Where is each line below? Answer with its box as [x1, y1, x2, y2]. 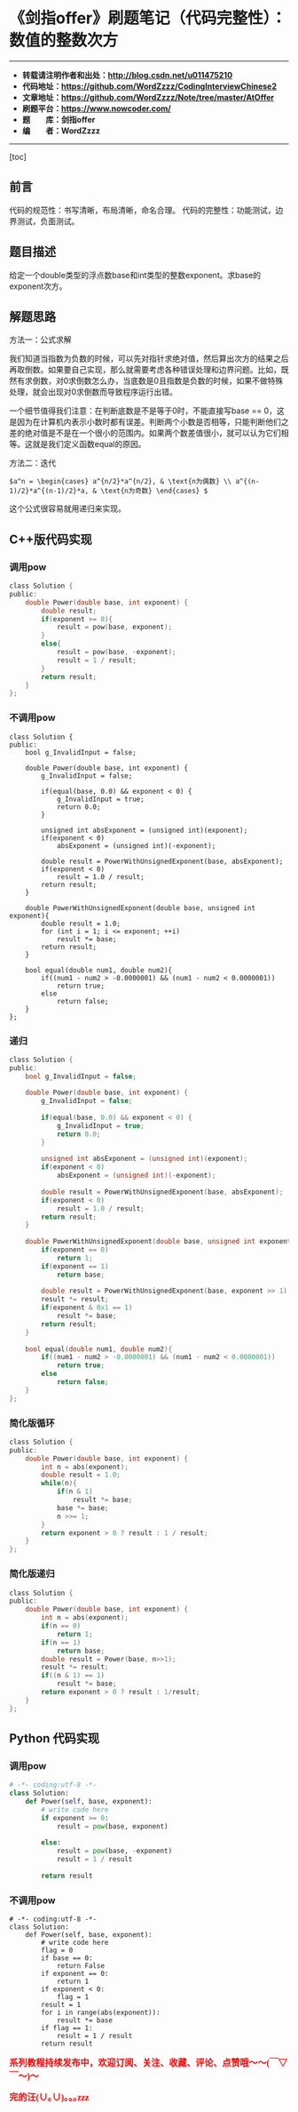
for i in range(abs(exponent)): [41, 2008, 161, 2018]
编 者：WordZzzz [21, 125, 100, 136]
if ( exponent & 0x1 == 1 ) [41, 1303, 133, 1312]
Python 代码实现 [9, 1731, 100, 1747]
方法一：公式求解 [9, 334, 72, 345]
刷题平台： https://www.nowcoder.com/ [21, 103, 171, 114]
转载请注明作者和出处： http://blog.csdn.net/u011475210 [21, 69, 233, 80]
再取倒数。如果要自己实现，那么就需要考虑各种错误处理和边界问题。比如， [9, 364, 281, 375]
